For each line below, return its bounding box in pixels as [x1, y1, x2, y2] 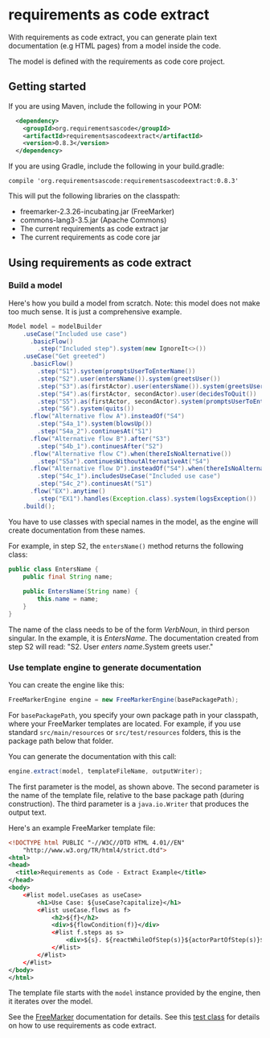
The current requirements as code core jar [19, 232, 161, 243]
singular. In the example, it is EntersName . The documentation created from [8, 633, 259, 642]
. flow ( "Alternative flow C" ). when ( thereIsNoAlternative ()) [29, 450, 231, 458]
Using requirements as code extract [8, 255, 191, 269]
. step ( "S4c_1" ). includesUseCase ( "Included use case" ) [37, 472, 221, 480]
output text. [8, 808, 47, 817]
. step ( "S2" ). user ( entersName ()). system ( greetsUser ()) [37, 375, 221, 383]
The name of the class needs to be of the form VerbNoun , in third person [8, 625, 250, 634]
